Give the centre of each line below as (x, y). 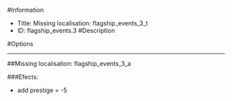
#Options (20, 44)
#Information (26, 10)
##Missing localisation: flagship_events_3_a (69, 64)
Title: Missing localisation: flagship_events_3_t (83, 23)
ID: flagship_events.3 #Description (66, 31)
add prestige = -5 (42, 90)
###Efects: (23, 77)
